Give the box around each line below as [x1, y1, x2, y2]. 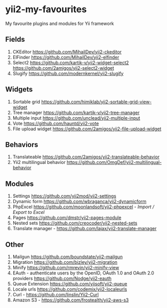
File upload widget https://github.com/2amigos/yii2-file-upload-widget [12, 126, 161, 132]
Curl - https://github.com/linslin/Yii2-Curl [12, 292, 99, 297]
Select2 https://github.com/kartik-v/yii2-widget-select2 [12, 60, 129, 66]
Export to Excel [12, 209, 45, 215]
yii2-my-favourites [5, 4, 87, 15]
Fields [5, 35, 25, 44]
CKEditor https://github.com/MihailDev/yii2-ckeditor [12, 48, 122, 54]
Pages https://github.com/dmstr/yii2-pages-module [12, 215, 122, 221]
